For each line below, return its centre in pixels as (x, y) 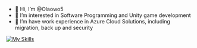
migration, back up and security (54, 28)
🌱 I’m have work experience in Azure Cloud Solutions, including (93, 21)
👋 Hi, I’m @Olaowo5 (39, 9)
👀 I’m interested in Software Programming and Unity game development (103, 15)
